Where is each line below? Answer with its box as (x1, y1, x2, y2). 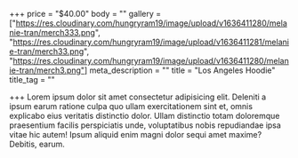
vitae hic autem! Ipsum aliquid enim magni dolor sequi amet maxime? (9, 130, 262, 139)
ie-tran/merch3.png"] (9, 65, 88, 75)
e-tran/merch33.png (9, 46, 85, 57)
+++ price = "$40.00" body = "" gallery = (9, 9, 162, 19)
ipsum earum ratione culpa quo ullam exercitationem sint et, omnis (9, 101, 254, 111)
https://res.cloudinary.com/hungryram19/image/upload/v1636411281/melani (12, 36, 289, 47)
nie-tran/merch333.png (9, 28, 96, 37)
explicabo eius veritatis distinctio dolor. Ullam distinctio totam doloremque (9, 111, 280, 121)
